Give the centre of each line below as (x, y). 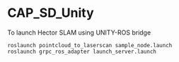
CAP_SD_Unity (51, 13)
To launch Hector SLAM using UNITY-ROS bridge (79, 32)
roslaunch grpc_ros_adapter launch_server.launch (82, 51)
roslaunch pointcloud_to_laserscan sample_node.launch (90, 45)
